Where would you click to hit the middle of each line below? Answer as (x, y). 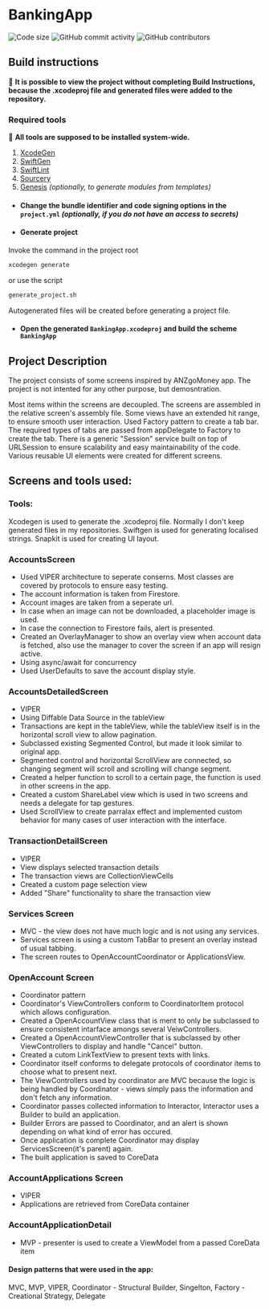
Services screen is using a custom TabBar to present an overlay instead (139, 939)
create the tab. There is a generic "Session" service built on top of (118, 439)
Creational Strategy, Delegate (57, 1295)
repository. (27, 99)
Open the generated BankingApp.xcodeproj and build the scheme (128, 329)
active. (31, 654)
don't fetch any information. (66, 1098)
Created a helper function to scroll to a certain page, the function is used (140, 778)
